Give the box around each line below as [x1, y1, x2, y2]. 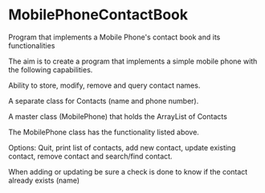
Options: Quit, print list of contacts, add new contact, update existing [8, 142, 236, 152]
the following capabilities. [8, 64, 93, 74]
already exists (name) [8, 175, 80, 185]
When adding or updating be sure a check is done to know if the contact [8, 166, 248, 176]
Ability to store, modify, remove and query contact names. [8, 80, 201, 90]
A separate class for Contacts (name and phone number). [8, 96, 199, 105]
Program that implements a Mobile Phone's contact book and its [8, 32, 221, 42]
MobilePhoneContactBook [8, 6, 189, 24]
